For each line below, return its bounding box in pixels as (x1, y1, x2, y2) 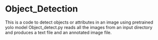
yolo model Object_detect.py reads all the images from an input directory (5, 24, 153, 30)
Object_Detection (5, 3, 78, 14)
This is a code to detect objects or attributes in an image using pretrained (5, 19, 154, 25)
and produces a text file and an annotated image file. (5, 29, 112, 35)
